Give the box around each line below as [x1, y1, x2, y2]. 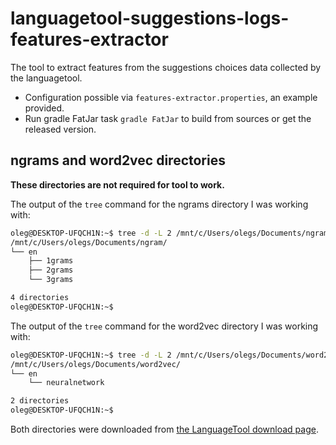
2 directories [10, 396, 70, 406]
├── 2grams [28, 265, 74, 276]
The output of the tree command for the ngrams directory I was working [10, 198, 309, 210]
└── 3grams [28, 275, 74, 285]
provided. [24, 102, 65, 114]
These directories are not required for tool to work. [10, 178, 225, 191]
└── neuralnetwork [28, 378, 105, 388]
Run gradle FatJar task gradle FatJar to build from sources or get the [24, 112, 312, 124]
